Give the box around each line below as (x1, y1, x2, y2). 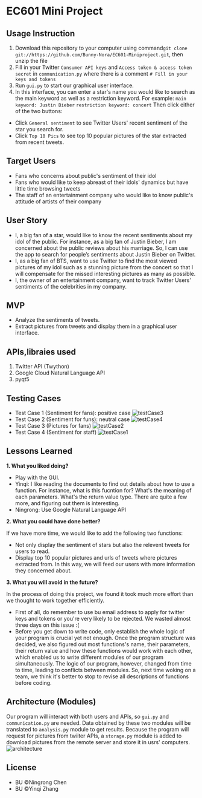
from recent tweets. (14, 139, 65, 146)
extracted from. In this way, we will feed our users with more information (14, 560, 195, 567)
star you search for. (14, 126, 64, 132)
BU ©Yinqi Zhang (14, 785, 59, 792)
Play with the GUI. (14, 474, 60, 481)
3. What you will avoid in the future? (6, 578, 98, 586)
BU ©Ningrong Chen (14, 779, 68, 786)
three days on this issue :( (14, 621, 80, 629)
